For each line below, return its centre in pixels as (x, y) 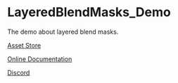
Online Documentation (40, 59)
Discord (19, 72)
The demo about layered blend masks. (63, 32)
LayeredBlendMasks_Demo (89, 12)
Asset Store (24, 45)
